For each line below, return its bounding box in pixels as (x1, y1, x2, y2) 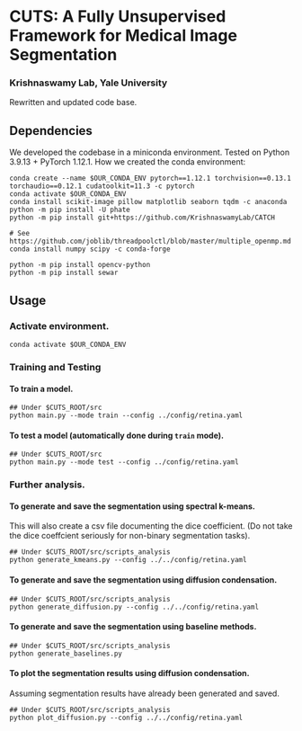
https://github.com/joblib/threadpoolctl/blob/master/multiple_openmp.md (9, 236, 292, 246)
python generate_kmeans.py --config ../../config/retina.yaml (9, 556, 247, 565)
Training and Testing (9, 361, 102, 373)
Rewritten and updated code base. (9, 97, 138, 108)
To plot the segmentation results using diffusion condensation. (9, 668, 250, 679)
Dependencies (9, 123, 93, 138)
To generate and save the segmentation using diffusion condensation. (9, 575, 278, 585)
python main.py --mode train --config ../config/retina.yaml (9, 411, 244, 420)
